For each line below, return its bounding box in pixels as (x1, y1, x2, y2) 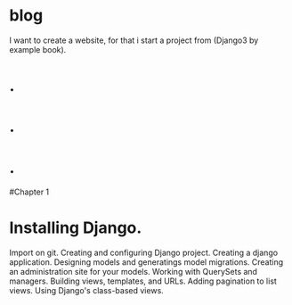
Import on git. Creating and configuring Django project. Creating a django (9, 247, 279, 259)
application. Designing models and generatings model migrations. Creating (9, 257, 284, 268)
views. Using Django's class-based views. (9, 285, 165, 296)
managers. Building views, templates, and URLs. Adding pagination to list (9, 276, 278, 286)
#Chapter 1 (9, 186, 50, 197)
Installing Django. (9, 218, 142, 238)
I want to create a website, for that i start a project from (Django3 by (9, 35, 259, 45)
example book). (9, 44, 67, 54)
